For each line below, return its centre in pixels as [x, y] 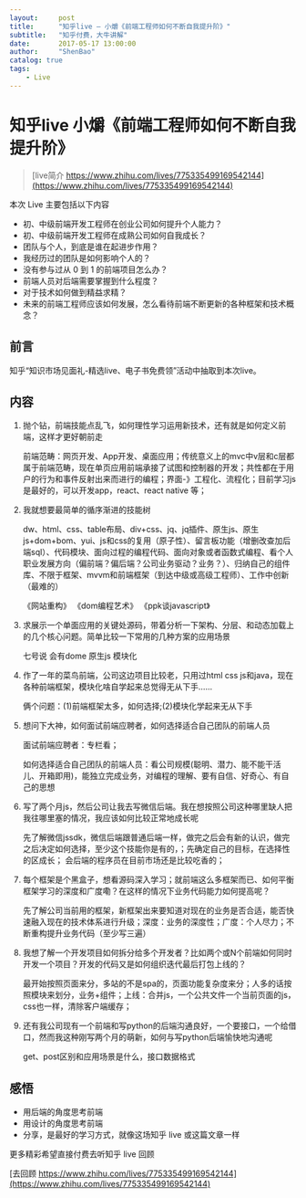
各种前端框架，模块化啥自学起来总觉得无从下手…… [117, 687]
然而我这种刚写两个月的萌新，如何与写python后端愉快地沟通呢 [156, 1037]
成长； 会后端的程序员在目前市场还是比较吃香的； [132, 860]
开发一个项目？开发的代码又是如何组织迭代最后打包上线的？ [134, 964]
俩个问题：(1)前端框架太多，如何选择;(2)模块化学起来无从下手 [138, 706]
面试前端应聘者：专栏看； [71, 745]
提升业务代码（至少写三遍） [99, 933]
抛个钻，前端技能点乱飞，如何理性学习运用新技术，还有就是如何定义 [150, 426]
